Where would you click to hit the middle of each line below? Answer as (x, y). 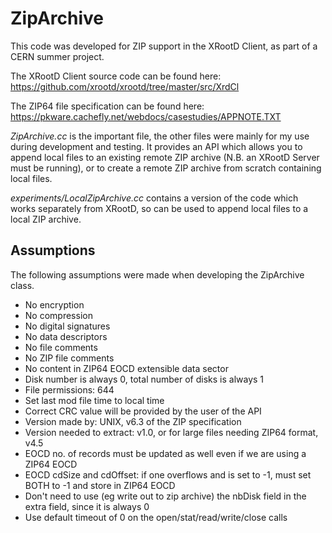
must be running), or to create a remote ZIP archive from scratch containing (166, 168)
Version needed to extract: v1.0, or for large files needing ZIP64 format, (171, 432)
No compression (58, 315)
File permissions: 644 (69, 389)
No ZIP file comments (69, 358)
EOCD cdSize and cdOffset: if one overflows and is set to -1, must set (168, 474)
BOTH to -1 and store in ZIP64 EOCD (100, 485)
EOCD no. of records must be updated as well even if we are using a (165, 453)
